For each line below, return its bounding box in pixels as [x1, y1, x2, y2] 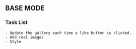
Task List [5, 19, 28, 26]
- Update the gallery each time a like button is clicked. [5, 30, 132, 35]
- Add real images [5, 34, 44, 39]
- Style [5, 39, 22, 44]
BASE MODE [5, 4, 45, 12]
